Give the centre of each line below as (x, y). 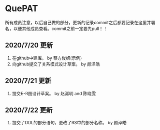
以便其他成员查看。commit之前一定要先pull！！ (60, 28)
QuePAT (22, 8)
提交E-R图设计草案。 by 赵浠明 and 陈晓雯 (54, 93)
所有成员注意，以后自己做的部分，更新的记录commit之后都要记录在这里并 (78, 22)
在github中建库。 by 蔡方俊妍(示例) (47, 58)
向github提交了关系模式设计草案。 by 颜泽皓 (56, 64)
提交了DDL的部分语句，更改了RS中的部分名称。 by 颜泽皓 (69, 123)
